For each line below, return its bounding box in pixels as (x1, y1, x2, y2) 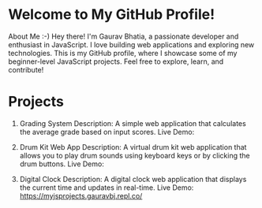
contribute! (8, 65, 44, 74)
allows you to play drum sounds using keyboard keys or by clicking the (19, 150, 250, 160)
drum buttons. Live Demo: (19, 159, 104, 169)
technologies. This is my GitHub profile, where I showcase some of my (8, 48, 238, 58)
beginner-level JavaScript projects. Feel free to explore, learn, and (8, 57, 224, 66)
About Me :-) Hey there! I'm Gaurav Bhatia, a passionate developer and (8, 32, 239, 41)
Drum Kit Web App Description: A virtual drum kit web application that (19, 142, 247, 151)
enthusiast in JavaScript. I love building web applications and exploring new (8, 39, 255, 49)
